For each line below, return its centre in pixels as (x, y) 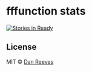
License (21, 47)
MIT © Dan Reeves (30, 61)
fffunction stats (46, 11)
